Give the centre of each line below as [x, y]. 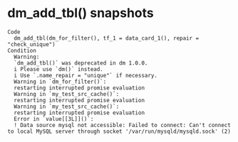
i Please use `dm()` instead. [58, 69]
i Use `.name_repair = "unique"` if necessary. [86, 75]
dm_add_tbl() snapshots [81, 13]
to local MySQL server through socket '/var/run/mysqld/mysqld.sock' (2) [119, 131]
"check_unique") [31, 44]
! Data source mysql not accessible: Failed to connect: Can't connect [123, 125]
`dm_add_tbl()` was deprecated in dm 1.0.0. [81, 63]
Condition [22, 50]
